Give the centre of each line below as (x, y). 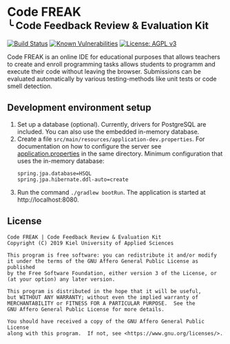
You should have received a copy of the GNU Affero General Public (106, 321)
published (21, 267)
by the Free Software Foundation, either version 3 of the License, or (112, 273)
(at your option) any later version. (61, 279)
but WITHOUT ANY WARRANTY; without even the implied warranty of (103, 297)
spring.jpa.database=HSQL (54, 173)
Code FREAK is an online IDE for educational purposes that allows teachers (114, 56)
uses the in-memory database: (61, 161)
